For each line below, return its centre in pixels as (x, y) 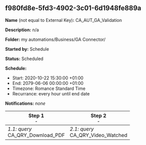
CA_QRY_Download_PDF (36, 135)
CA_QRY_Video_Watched (98, 135)
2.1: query (82, 129)
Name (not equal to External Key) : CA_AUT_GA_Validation (64, 20)
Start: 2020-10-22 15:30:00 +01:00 (48, 78)
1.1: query (20, 129)
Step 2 (98, 115)
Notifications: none (25, 103)
